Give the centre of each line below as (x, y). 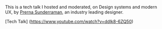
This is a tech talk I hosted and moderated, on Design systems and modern (81, 7)
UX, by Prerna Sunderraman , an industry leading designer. (65, 12)
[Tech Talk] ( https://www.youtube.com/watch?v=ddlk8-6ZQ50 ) (69, 22)
